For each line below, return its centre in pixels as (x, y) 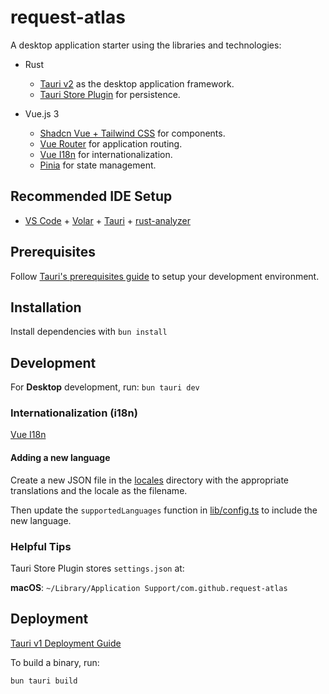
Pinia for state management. (98, 165)
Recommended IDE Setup (91, 196)
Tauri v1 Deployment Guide (66, 643)
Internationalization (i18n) (74, 413)
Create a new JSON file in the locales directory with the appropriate (149, 480)
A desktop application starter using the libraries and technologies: (146, 45)
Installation (46, 307)
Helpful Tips (41, 546)
